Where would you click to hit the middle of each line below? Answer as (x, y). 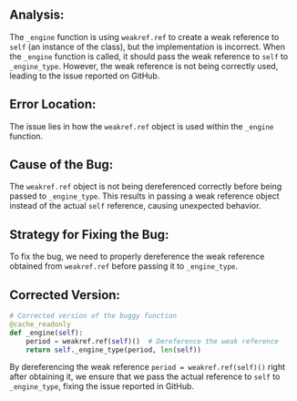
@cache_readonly (40, 324)
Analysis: (37, 15)
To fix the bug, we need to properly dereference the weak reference (137, 257)
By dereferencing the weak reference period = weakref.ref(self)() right (147, 367)
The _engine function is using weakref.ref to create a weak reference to (144, 36)
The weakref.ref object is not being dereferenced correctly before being (146, 187)
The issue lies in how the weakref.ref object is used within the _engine (142, 126)
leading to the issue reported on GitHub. (85, 76)
